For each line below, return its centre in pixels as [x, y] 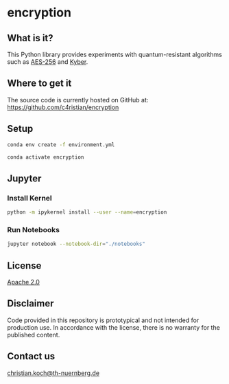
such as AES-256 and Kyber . [48, 62]
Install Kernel [30, 198]
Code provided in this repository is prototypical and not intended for [103, 320]
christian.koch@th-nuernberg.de [53, 373]
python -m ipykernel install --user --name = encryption [87, 212]
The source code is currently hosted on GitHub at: [78, 100]
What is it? [30, 38]
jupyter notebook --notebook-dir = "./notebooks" [76, 244]
